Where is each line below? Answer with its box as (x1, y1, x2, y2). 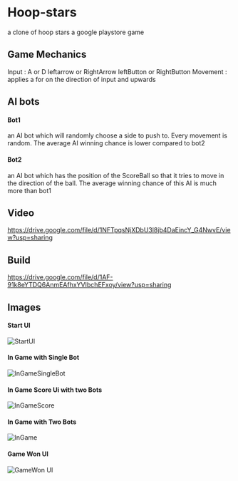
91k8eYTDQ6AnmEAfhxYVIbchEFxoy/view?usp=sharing (7, 281, 172, 289)
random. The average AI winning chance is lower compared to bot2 (7, 139, 205, 148)
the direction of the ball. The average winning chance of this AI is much (7, 179, 217, 187)
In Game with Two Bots (7, 418, 77, 426)
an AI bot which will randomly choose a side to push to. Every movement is (7, 131, 228, 140)
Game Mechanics (7, 48, 87, 61)
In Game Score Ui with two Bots (7, 386, 103, 394)
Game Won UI (7, 450, 48, 458)
